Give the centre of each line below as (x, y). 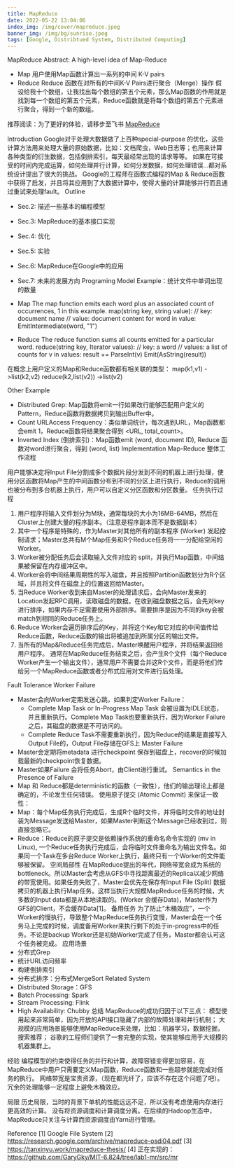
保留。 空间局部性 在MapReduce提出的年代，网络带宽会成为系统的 (126, 865)
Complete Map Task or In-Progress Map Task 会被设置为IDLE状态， (125, 708)
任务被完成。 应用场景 (55, 944)
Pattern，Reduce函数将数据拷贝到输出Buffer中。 (87, 413)
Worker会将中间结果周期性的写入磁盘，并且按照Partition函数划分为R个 (119, 575)
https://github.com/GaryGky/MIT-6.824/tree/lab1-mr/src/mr (93, 1157)
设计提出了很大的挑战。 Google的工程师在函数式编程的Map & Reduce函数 (119, 174)
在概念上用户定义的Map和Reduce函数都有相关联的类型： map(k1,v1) (105, 369)
